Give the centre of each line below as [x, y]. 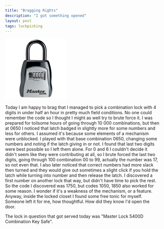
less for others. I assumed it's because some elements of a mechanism [77, 133]
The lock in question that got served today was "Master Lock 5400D [74, 216]
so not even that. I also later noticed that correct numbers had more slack [79, 165]
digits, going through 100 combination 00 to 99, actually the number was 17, [82, 160]
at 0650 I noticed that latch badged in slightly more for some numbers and [80, 129]
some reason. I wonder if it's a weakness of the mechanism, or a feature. [79, 191]
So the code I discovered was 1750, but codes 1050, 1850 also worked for [79, 186]
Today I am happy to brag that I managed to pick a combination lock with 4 [81, 107]
